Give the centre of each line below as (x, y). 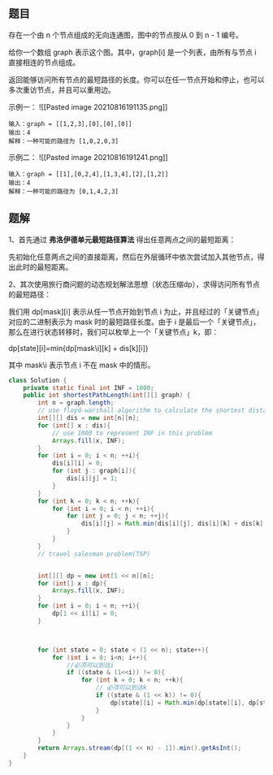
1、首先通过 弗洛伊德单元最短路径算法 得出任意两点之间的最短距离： (122, 239)
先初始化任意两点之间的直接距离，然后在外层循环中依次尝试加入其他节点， (133, 257)
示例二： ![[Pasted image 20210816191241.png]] (88, 157)
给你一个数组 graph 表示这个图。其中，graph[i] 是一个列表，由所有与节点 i (132, 52)
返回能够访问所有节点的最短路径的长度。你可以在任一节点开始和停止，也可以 (136, 80)
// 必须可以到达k (121, 688)
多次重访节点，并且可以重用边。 (62, 89)
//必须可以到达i (90, 665)
